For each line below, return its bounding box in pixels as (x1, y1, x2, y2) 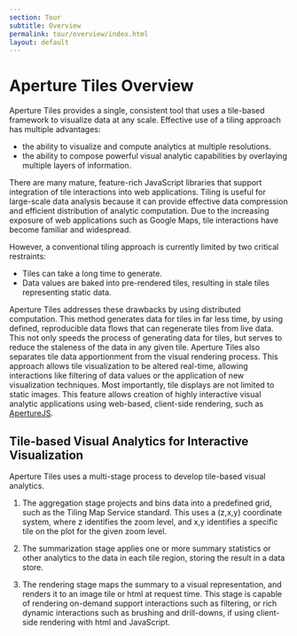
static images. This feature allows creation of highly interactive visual (9, 389, 262, 400)
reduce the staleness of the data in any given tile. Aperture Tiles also (9, 342, 261, 353)
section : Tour (9, 12, 62, 22)
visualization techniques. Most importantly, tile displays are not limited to (9, 380, 275, 390)
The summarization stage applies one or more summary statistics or (21, 543, 271, 554)
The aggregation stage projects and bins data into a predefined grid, (21, 498, 272, 508)
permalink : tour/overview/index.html (9, 29, 149, 38)
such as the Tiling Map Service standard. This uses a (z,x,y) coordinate (21, 507, 282, 517)
